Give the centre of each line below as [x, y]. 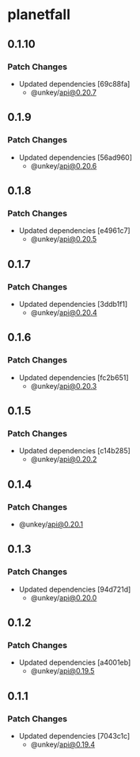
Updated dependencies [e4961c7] [75, 231]
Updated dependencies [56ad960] [75, 157]
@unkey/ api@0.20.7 [63, 92]
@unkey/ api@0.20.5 [64, 239]
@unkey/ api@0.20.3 [64, 386]
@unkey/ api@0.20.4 [64, 313]
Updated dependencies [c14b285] [75, 451]
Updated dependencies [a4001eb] [75, 662]
